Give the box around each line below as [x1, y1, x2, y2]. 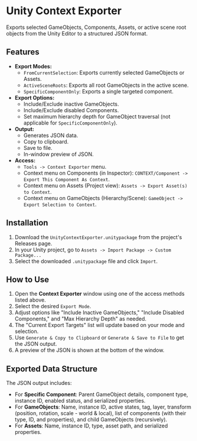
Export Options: [14, 94, 55, 101]
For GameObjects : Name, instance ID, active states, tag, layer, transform [14, 403, 192, 411]
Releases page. [14, 240, 52, 247]
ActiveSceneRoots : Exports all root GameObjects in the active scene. [23, 81, 189, 89]
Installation [6, 218, 48, 228]
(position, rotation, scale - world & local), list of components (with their [14, 410, 186, 417]
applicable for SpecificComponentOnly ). [23, 119, 118, 126]
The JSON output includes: [6, 380, 72, 387]
